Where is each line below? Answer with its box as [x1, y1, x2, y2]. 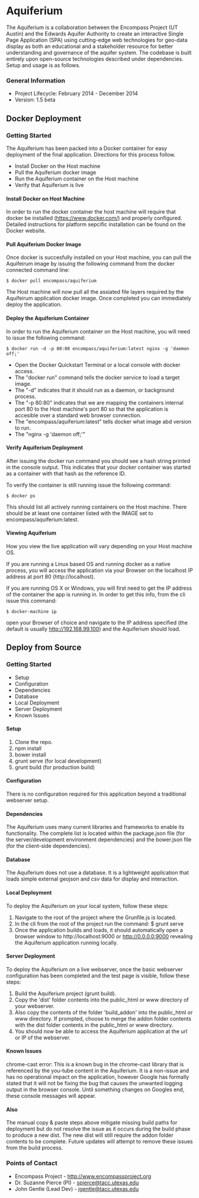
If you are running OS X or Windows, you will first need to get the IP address [6, 584, 192, 592]
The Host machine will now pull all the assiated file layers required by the [6, 288, 184, 295]
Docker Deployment [6, 113, 82, 123]
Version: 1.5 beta [14, 96, 56, 103]
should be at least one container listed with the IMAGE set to [6, 509, 153, 517]
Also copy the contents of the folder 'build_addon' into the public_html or [14, 1009, 193, 1016]
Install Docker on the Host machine [14, 162, 101, 170]
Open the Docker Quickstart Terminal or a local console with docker [14, 361, 181, 368]
